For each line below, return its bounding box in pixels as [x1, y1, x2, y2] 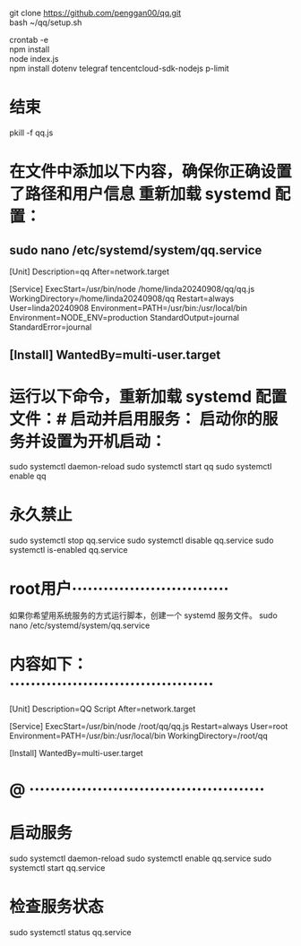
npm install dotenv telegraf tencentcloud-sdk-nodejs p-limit [9, 63, 230, 73]
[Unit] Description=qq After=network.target [9, 266, 170, 277]
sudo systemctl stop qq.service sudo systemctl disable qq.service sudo [9, 535, 274, 546]
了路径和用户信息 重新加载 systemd [9, 184, 271, 204]
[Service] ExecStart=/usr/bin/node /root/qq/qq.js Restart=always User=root [9, 721, 288, 732]
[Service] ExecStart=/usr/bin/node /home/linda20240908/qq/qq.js [9, 283, 255, 294]
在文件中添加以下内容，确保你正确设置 [9, 161, 293, 182]
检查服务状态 [9, 897, 105, 917]
